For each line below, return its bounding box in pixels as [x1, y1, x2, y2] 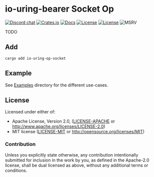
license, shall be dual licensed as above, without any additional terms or [5, 162, 149, 168]
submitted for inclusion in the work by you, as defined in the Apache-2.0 [5, 157, 149, 163]
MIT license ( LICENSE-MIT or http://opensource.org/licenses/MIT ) [12, 129, 145, 135]
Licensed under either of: [5, 109, 56, 115]
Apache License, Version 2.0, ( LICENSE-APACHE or [12, 118, 115, 124]
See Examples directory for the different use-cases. [5, 82, 108, 88]
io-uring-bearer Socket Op [5, 3, 114, 15]
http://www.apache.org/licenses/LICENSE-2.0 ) [12, 124, 106, 129]
